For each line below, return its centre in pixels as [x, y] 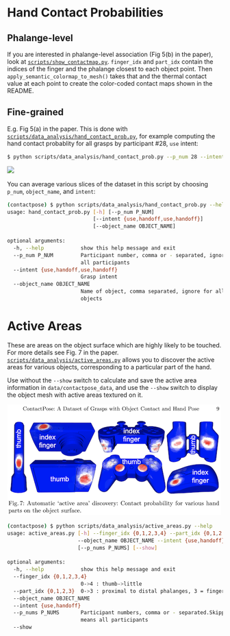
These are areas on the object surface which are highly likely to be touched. [114, 345]
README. [21, 91]
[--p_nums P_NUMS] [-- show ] [117, 548]
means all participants [114, 620]
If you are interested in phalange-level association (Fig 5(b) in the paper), [110, 54]
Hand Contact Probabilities [86, 13]
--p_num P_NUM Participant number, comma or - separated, [110, 255]
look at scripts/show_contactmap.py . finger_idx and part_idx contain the [110, 62]
